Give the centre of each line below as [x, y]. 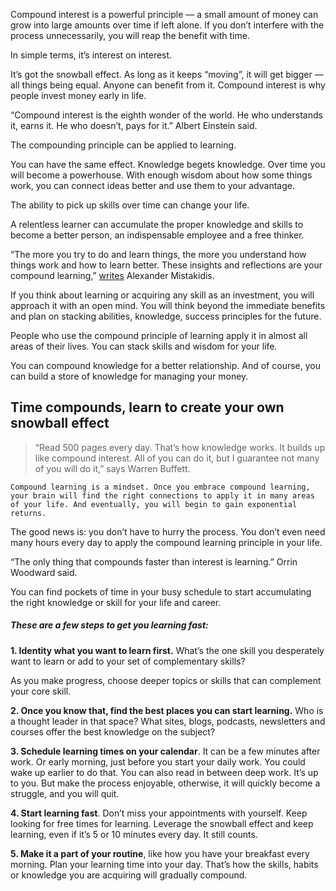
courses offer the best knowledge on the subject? [113, 731]
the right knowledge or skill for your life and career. [116, 602]
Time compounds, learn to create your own [147, 407]
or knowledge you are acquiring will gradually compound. [129, 875]
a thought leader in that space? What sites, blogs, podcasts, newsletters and [168, 721]
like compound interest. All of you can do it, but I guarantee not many [177, 458]
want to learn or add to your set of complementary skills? [128, 661]
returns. [28, 513]
